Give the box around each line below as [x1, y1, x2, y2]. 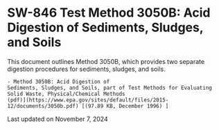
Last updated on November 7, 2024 [7, 115, 109, 123]
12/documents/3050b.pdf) [7, 102, 79, 109]
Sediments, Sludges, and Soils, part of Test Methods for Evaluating [7, 84, 213, 91]
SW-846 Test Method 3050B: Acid [7, 5, 211, 21]
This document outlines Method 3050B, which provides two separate [7, 57, 205, 65]
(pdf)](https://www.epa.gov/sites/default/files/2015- [7, 96, 169, 104]
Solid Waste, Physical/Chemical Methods [7, 90, 126, 97]
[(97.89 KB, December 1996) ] [81, 102, 169, 109]
